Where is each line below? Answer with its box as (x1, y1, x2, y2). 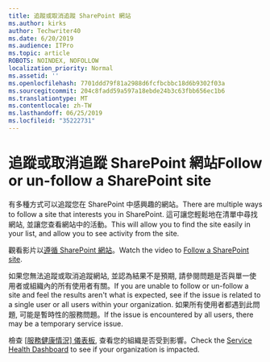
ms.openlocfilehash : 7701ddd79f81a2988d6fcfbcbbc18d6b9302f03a (8, 79, 226, 87)
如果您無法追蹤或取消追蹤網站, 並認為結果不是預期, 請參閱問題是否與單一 (8, 271, 250, 281)
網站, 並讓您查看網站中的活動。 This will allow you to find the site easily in (8, 219, 251, 229)
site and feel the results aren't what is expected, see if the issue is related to (8, 289, 261, 299)
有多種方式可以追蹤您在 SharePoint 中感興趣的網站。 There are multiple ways (8, 199, 263, 209)
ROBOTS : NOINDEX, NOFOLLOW (8, 57, 99, 65)
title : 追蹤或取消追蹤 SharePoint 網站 (8, 11, 131, 20)
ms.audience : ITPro (8, 42, 74, 50)
